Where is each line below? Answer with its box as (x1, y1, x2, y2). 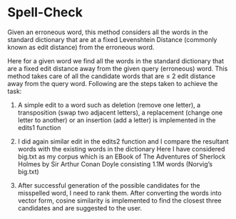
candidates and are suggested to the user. (17, 203, 143, 212)
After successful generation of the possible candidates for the (17, 181, 200, 189)
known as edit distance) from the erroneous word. (7, 43, 155, 51)
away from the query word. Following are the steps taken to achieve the (7, 79, 218, 87)
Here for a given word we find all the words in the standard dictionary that (7, 56, 225, 65)
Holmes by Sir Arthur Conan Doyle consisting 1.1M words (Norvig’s (17, 159, 212, 168)
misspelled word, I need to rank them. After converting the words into (17, 188, 222, 197)
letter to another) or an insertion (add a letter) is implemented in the (17, 115, 216, 124)
